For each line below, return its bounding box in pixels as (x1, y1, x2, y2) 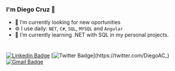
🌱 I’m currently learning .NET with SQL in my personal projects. (14, 31, 169, 38)
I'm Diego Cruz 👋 (6, 5, 56, 14)
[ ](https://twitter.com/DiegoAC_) (51, 52, 170, 59)
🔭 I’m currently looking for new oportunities (14, 19, 121, 26)
